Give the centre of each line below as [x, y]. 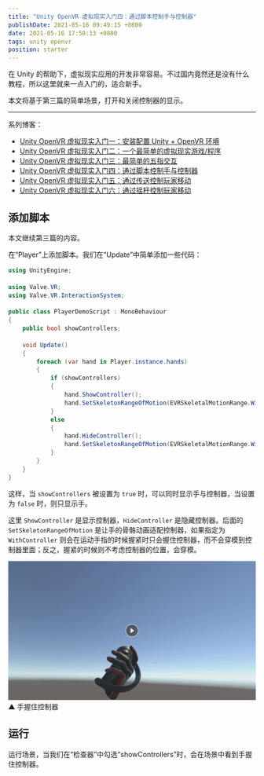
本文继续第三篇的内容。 [46, 238]
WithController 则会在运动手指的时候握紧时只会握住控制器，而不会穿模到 [127, 540]
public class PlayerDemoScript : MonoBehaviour [88, 312]
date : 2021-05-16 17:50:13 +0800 [63, 33]
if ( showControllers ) [86, 378]
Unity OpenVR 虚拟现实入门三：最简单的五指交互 [99, 161]
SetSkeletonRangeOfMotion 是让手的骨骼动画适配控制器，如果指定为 [117, 529]
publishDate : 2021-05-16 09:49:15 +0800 [75, 25]
